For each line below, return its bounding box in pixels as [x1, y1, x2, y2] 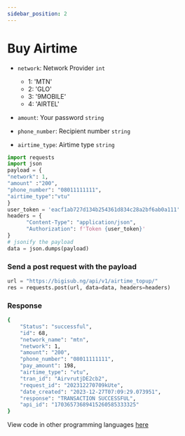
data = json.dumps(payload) [7, 245, 90, 252]
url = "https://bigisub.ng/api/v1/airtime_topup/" [7, 278, 158, 285]
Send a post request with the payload [7, 261, 137, 271]
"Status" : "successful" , [20, 323, 92, 330]
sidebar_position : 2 [7, 10, 68, 18]
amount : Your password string [17, 113, 104, 121]
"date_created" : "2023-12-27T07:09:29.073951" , [20, 388, 161, 395]
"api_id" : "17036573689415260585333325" [20, 401, 139, 409]
